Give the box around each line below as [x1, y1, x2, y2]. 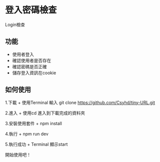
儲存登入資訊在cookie [12, 70, 56, 76]
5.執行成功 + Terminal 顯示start [5, 141, 68, 147]
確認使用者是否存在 [12, 57, 52, 63]
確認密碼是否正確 [12, 63, 47, 69]
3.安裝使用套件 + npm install [5, 120, 62, 126]
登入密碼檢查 [5, 4, 57, 16]
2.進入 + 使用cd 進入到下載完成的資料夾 [5, 110, 85, 116]
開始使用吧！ [5, 152, 31, 158]
